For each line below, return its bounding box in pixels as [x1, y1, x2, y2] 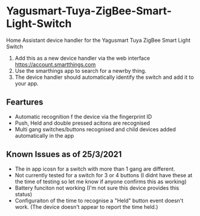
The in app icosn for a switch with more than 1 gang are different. [14, 165, 176, 172]
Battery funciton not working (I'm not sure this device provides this [14, 184, 179, 192]
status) [14, 190, 33, 198]
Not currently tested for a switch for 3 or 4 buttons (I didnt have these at [14, 171, 193, 178]
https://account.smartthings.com [14, 61, 96, 68]
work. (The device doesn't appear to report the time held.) [14, 203, 158, 210]
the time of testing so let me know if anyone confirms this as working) [14, 178, 187, 185]
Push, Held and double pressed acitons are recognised [14, 119, 150, 126]
